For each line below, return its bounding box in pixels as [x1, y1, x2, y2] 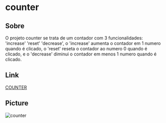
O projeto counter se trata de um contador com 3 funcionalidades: [5, 35, 143, 41]
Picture [5, 99, 29, 107]
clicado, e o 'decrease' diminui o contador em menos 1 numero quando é [5, 51, 157, 57]
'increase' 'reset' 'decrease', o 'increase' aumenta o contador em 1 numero [5, 40, 161, 46]
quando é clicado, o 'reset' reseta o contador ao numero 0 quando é [5, 46, 147, 51]
